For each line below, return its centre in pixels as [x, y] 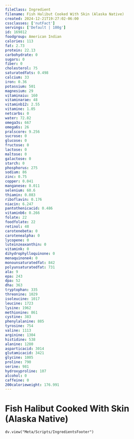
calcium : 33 [17, 77]
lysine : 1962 [18, 308]
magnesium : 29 [19, 91]
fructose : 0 [17, 145]
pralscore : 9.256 [22, 132]
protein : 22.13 [20, 50]
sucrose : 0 [16, 136]
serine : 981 [17, 367]
